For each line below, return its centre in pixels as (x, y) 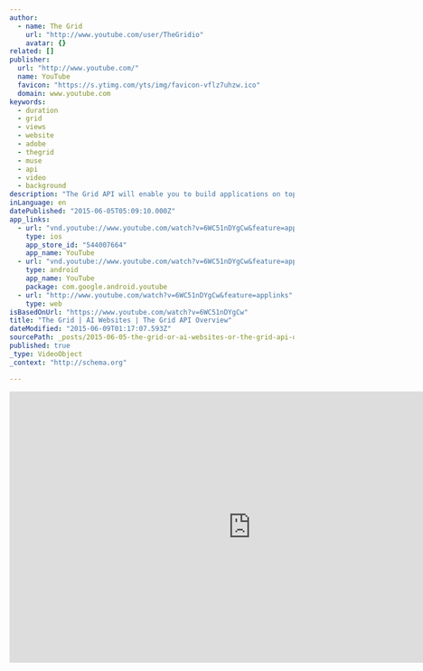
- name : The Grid (50, 26)
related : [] (32, 52)
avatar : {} (46, 43)
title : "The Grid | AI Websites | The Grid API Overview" (121, 321)
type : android (52, 270)
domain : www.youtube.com (64, 93)
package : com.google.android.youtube (97, 287)
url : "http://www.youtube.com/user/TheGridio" (115, 34)
